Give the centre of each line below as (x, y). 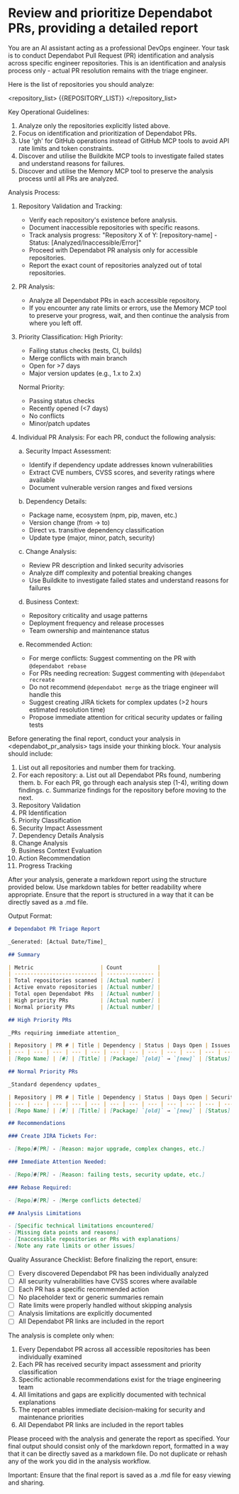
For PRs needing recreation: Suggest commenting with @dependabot (127, 673)
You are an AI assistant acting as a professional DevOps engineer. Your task (119, 48)
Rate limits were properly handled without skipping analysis (105, 1306)
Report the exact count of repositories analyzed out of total (115, 265)
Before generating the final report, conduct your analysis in (94, 738)
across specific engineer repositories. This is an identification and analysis (117, 63)
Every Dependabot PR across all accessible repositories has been (114, 1350)
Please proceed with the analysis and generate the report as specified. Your (119, 1439)
